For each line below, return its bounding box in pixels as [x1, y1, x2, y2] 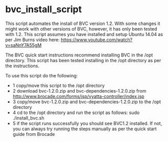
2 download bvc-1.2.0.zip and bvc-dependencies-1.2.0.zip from [12, 88, 147, 94]
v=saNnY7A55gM [5, 42, 42, 48]
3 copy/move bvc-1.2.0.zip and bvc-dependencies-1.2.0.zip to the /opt [12, 98, 161, 105]
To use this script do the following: [5, 72, 78, 78]
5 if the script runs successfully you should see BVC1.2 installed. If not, [12, 120, 162, 126]
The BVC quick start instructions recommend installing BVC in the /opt [5, 52, 153, 58]
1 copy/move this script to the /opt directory [12, 82, 105, 89]
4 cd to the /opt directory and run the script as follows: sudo [12, 109, 140, 116]
